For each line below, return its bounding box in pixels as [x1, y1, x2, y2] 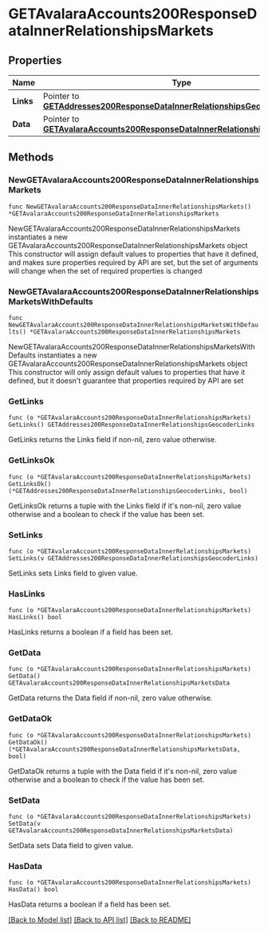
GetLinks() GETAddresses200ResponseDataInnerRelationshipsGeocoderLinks [8, 421, 255, 429]
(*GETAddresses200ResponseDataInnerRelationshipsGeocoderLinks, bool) [8, 487, 248, 495]
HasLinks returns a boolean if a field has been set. [8, 627, 173, 637]
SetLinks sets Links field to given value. [8, 568, 138, 578]
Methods [8, 151, 54, 164]
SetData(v [8, 819, 41, 828]
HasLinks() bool [8, 614, 62, 622]
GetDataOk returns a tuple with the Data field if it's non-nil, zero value [8, 766, 238, 776]
